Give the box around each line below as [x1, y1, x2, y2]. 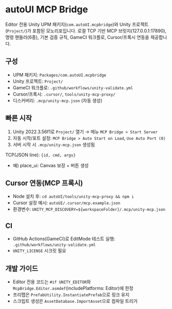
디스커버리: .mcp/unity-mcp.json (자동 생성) [12, 97, 103, 103]
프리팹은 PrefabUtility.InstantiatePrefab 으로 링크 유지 [12, 292, 130, 298]
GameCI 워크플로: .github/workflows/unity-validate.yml [12, 84, 133, 90]
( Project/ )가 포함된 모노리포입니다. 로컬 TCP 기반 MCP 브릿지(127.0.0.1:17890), [5, 27, 167, 34]
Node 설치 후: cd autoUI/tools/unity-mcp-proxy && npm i [12, 193, 135, 199]
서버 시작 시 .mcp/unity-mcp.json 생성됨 [12, 141, 95, 148]
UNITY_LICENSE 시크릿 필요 [12, 248, 67, 254]
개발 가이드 [5, 264, 39, 273]
